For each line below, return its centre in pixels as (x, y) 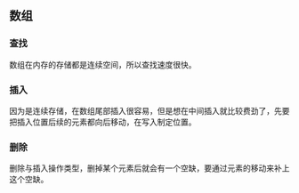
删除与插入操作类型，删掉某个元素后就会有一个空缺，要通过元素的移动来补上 (149, 168)
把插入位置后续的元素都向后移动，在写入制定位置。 (103, 122)
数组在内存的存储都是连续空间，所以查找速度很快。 (103, 64)
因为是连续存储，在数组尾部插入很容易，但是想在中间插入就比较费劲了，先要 (149, 110)
